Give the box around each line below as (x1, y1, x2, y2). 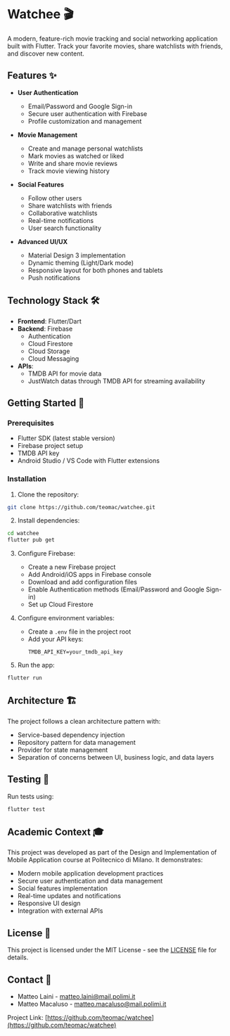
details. (7, 953, 29, 961)
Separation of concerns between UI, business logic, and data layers (17, 753, 215, 761)
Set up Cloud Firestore (27, 600, 94, 609)
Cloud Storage (27, 347, 70, 355)
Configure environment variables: (17, 614, 115, 622)
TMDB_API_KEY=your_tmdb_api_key (27, 648, 123, 656)
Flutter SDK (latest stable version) (17, 434, 115, 442)
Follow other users (27, 193, 82, 202)
